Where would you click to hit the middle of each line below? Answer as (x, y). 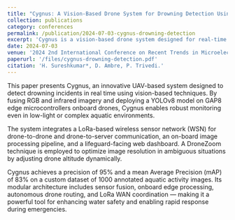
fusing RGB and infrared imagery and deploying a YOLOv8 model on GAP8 (114, 100)
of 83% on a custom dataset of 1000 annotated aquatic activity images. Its (115, 179)
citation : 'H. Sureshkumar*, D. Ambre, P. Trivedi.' (86, 66)
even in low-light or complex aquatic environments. (81, 115)
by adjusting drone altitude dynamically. (65, 159)
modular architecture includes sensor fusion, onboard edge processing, (111, 186)
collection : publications (45, 20)
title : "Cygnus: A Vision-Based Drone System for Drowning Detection (111, 14)
